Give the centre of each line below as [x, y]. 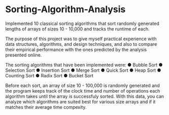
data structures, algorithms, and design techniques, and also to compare [81, 44]
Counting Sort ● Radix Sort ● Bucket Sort [49, 75]
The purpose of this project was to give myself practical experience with [81, 39]
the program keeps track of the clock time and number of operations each [83, 91]
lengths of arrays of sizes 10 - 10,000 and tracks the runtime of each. [77, 28]
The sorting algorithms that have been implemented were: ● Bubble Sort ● [84, 65]
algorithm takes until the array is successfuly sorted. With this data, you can [84, 96]
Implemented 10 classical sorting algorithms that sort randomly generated [82, 23]
